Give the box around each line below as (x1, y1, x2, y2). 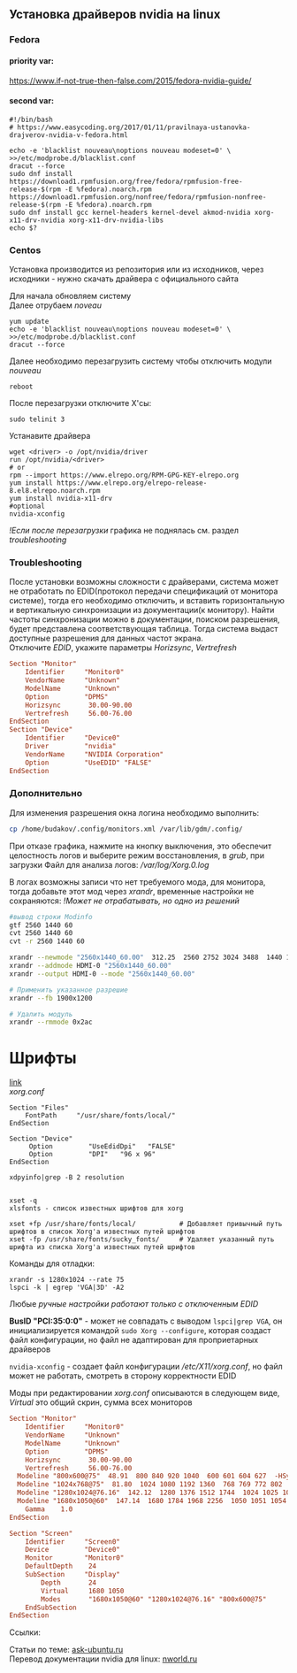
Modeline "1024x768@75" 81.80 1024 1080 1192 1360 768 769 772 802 (17, 1480, 283, 1489)
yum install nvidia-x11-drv (9, 495, 113, 503)
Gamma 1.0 (25, 1504, 73, 1514)
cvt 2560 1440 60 (9, 929, 73, 938)
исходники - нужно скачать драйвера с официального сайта (9, 273, 239, 284)
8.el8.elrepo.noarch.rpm (9, 487, 101, 495)
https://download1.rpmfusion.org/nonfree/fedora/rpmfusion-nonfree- (9, 192, 267, 202)
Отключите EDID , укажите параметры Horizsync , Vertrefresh (9, 642, 237, 653)
